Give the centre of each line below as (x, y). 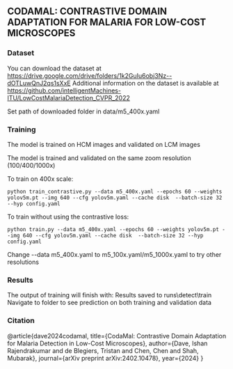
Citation (21, 321)
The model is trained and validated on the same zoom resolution (99, 158)
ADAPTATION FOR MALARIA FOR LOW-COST (107, 23)
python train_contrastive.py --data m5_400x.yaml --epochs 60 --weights (115, 191)
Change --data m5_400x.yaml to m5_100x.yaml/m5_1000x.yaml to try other (114, 254)
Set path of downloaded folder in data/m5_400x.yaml (83, 111)
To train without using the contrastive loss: (68, 217)
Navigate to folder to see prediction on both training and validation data (110, 303)
